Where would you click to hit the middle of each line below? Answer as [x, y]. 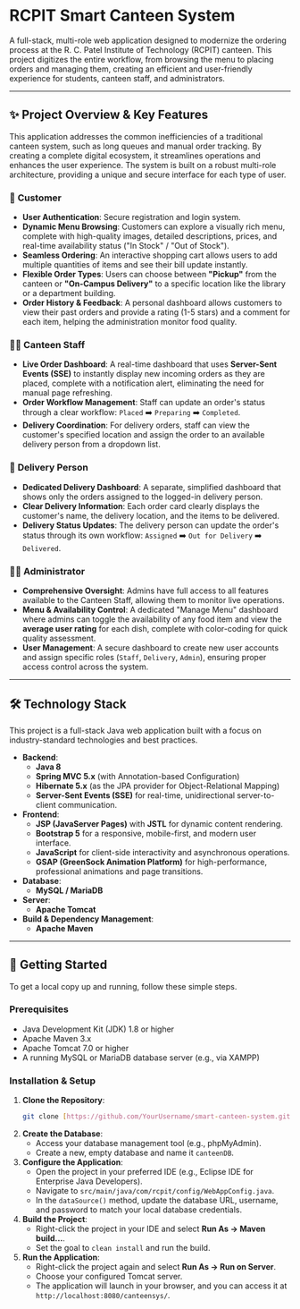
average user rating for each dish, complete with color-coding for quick [155, 628]
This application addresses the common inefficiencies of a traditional [136, 136]
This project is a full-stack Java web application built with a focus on [135, 730]
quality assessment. [59, 638]
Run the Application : [61, 1257]
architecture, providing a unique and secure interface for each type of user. [148, 174]
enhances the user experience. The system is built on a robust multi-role [143, 165]
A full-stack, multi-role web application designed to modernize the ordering [148, 40]
